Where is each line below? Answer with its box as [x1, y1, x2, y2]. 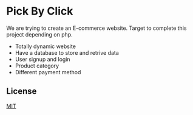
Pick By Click [6, 4, 73, 18]
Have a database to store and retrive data [15, 49, 120, 56]
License [6, 86, 37, 97]
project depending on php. [6, 30, 73, 38]
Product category [15, 62, 59, 69]
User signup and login [15, 55, 71, 63]
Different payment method [15, 68, 81, 75]
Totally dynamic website [15, 43, 76, 50]
